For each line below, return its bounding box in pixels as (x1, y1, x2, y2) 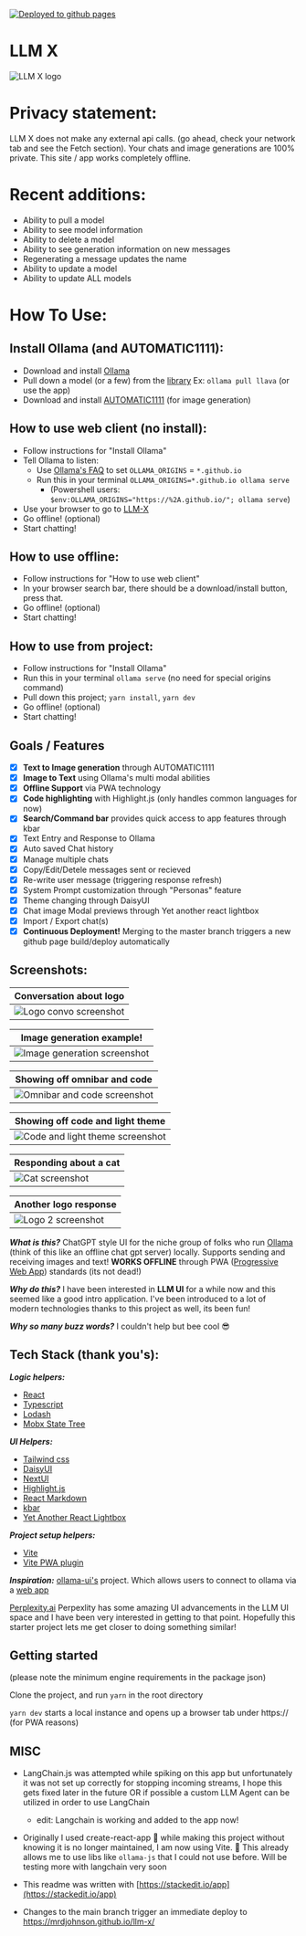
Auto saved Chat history (22, 843, 114, 854)
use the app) (22, 384, 71, 395)
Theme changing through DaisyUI (22, 895, 150, 906)
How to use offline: (9, 549, 120, 565)
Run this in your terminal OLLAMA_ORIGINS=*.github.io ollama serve (36, 474, 290, 485)
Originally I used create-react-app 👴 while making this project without (22, 1832, 285, 1844)
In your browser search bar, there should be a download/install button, (22, 583, 288, 594)
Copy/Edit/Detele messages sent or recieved (22, 864, 192, 875)
